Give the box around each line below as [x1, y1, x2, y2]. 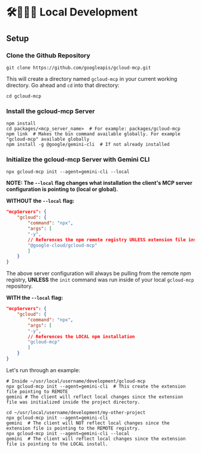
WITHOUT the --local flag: [6, 197, 75, 205]
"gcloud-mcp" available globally [6, 136, 90, 142]
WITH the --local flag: [6, 294, 63, 302]
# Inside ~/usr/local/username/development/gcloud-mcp [6, 378, 146, 384]
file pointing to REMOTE [6, 388, 68, 394]
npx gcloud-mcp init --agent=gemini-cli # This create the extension [6, 383, 186, 390]
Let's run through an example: [6, 366, 81, 373]
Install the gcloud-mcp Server [6, 107, 95, 115]
